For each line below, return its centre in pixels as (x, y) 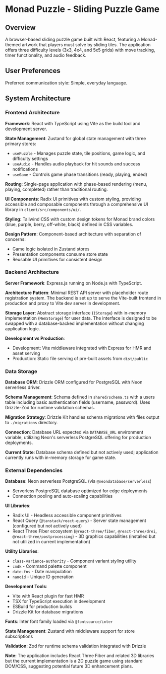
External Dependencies (34, 470)
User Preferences (33, 71)
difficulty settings (30, 158)
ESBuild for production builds (42, 606)
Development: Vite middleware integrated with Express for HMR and (82, 348)
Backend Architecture (32, 272)
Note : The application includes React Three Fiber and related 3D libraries (80, 656)
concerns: (16, 239)
